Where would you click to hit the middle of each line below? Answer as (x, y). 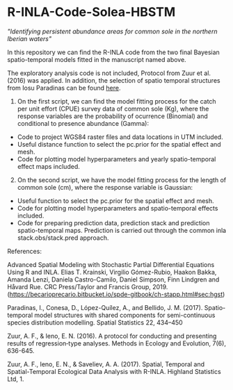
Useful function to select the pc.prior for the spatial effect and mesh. (115, 201)
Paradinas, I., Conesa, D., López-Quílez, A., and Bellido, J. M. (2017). (105, 307)
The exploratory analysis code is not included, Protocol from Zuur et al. (109, 73)
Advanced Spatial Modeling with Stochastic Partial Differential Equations (111, 264)
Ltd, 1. (16, 379)
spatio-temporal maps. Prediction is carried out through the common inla (122, 230)
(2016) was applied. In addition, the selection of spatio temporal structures (114, 80)
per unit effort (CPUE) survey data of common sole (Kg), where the (113, 108)
